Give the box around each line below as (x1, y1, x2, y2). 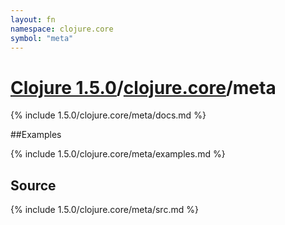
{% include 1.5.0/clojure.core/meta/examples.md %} (10, 148, 226, 160)
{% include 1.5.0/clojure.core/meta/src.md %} (10, 204, 199, 216)
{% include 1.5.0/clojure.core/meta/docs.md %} (10, 109, 207, 121)
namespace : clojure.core (10, 24, 114, 34)
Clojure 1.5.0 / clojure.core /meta (10, 76, 277, 99)
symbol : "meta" (10, 33, 74, 43)
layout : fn (10, 14, 56, 25)
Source (10, 177, 57, 194)
